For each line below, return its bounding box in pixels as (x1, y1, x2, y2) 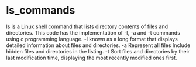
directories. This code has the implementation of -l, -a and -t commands (6, 29, 180, 36)
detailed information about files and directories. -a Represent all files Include (6, 42, 191, 49)
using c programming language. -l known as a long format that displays (6, 35, 178, 42)
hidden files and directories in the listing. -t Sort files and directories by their (6, 48, 190, 55)
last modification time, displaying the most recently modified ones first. (6, 54, 177, 61)
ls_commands (6, 4, 75, 17)
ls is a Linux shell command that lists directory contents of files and (6, 23, 169, 30)
